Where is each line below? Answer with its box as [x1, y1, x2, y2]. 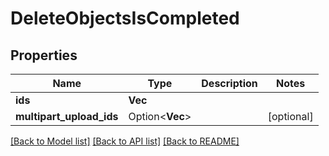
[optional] [267, 110, 314, 123]
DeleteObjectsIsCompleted [10, 7, 240, 30]
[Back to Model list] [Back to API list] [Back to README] [10, 135, 240, 147]
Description [201, 77, 258, 90]
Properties [10, 47, 78, 64]
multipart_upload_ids [15, 110, 119, 123]
